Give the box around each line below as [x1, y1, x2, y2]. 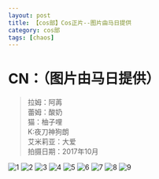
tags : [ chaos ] [8, 33, 55, 42]
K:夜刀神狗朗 [27, 127, 69, 136]
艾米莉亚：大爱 [27, 137, 76, 147]
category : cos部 [8, 26, 61, 34]
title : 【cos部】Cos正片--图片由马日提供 [8, 19, 132, 27]
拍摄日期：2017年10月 [27, 147, 99, 156]
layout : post [8, 11, 51, 20]
